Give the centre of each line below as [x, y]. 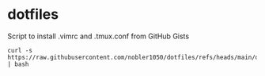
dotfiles [33, 14]
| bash [18, 64]
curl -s [20, 50]
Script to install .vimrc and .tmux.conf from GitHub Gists [98, 36]
